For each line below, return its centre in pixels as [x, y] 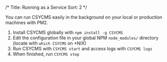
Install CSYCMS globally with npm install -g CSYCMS [68, 32]
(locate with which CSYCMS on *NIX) [50, 43]
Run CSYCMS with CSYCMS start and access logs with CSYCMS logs [82, 49]
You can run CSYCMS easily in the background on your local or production [84, 17]
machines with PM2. [27, 23]
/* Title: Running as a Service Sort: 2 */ [46, 7]
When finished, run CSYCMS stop [46, 54]
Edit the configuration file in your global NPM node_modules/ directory [86, 38]
